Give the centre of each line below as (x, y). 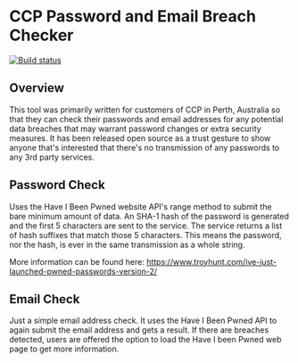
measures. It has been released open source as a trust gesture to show (140, 138)
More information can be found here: (77, 261)
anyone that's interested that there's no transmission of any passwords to (145, 147)
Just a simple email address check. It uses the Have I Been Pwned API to (143, 321)
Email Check (45, 299)
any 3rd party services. (52, 157)
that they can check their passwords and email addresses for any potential (146, 119)
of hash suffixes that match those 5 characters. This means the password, (146, 235)
